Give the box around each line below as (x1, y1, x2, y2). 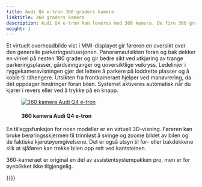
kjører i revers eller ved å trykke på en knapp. (6, 87, 118, 94)
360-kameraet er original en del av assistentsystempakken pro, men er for (6, 156, 191, 164)
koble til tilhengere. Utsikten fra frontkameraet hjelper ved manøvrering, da (6, 74, 191, 81)
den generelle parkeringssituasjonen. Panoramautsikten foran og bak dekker (6, 49, 196, 56)
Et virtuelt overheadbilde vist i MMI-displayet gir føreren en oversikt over (6, 42, 186, 49)
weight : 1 (6, 25, 31, 32)
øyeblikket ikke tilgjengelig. (6, 163, 73, 170)
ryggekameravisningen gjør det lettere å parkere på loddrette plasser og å (6, 67, 189, 75)
